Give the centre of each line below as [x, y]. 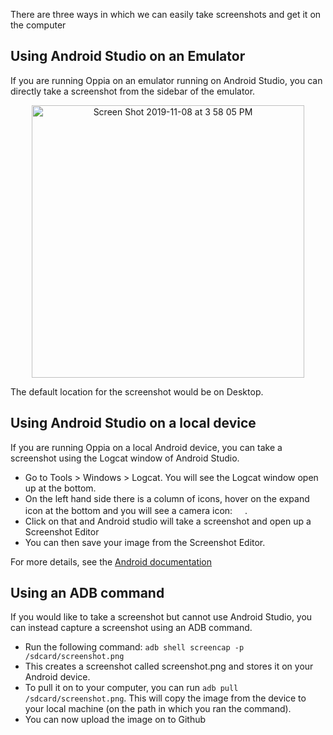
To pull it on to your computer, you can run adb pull [131, 688]
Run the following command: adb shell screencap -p [134, 647]
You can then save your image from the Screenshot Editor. [145, 542]
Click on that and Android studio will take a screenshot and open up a [168, 521]
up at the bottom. [60, 488]
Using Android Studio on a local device [133, 423]
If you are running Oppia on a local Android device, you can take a [146, 447]
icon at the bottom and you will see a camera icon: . [136, 510]
